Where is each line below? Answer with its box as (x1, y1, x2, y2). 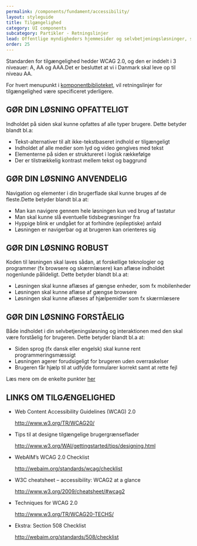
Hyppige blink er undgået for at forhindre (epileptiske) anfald (14, 219, 162, 227)
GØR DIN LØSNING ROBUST (6, 242, 109, 253)
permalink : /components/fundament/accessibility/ (6, 8, 130, 15)
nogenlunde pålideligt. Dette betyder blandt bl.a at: (6, 271, 129, 278)
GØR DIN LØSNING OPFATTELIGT (6, 105, 129, 115)
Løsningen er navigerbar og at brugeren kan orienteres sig (14, 226, 157, 233)
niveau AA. (6, 70, 33, 77)
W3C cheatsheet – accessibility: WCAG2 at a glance (14, 476, 141, 483)
